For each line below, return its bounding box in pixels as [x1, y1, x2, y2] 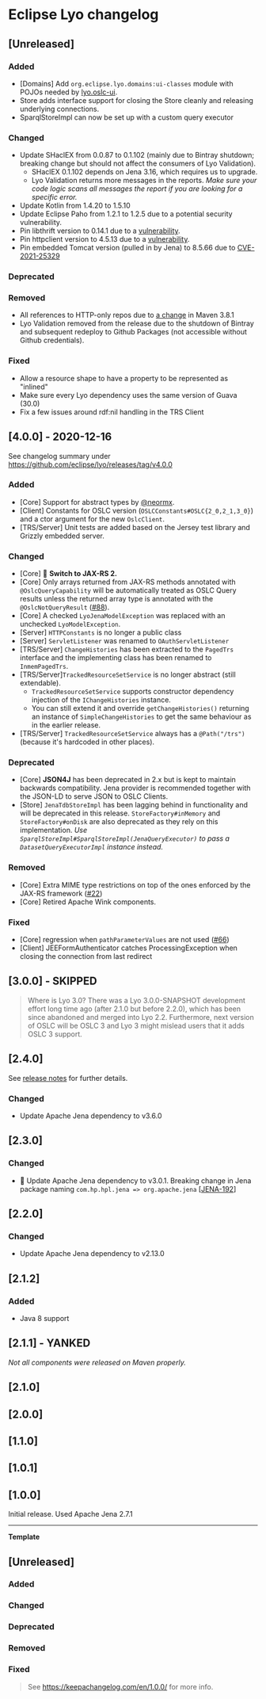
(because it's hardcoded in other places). [19, 737, 155, 746]
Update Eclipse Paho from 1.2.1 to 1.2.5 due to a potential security [19, 209, 233, 219]
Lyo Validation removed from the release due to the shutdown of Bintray [19, 319, 255, 328]
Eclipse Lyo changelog [8, 6, 159, 24]
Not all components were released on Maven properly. [8, 1357, 186, 1367]
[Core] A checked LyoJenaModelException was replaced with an [19, 611, 226, 620]
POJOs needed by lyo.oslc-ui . [19, 87, 118, 97]
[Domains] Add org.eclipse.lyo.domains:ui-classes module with [19, 78, 234, 88]
